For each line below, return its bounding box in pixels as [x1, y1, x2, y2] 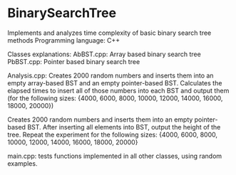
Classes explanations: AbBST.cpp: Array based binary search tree [7, 50, 201, 58]
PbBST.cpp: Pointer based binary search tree [7, 57, 140, 65]
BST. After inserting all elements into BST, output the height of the [27, 122, 221, 131]
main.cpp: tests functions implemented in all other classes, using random [7, 152, 222, 160]
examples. [7, 159, 38, 168]
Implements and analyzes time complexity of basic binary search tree [7, 28, 212, 37]
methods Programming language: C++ [7, 36, 120, 44]
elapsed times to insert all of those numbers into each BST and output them [7, 86, 230, 95]
